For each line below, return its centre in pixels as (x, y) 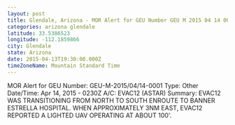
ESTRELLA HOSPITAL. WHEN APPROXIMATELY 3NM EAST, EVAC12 (105, 108)
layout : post (26, 14)
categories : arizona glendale (51, 27)
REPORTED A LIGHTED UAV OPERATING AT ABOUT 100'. (90, 115)
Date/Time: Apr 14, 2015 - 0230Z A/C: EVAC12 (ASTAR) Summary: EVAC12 (114, 93)
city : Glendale (29, 46)
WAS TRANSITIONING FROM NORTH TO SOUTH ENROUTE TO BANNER (111, 100)
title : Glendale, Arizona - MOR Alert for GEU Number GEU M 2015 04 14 (114, 20)
